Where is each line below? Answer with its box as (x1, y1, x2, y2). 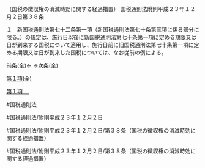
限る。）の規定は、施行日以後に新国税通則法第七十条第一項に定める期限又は (6, 34, 197, 41)
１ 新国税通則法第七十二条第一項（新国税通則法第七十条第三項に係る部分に (6, 26, 199, 33)
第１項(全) (6, 75, 32, 82)
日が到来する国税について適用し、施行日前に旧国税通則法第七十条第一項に (6, 42, 194, 48)
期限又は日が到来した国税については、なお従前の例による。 (17, 49, 167, 56)
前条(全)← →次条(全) (6, 62, 59, 69)
